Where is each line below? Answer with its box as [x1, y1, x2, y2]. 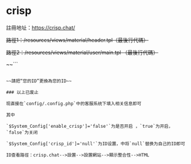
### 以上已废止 [6, 89, 39, 95]
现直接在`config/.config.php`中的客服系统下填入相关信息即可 [6, 100, 142, 106]
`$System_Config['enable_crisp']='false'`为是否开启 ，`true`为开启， [6, 123, 173, 129]
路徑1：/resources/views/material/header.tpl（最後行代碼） [6, 36, 149, 43]
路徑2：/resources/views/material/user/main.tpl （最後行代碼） [6, 48, 159, 56]
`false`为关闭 [6, 130, 38, 135]
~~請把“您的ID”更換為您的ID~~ [6, 78, 72, 84]
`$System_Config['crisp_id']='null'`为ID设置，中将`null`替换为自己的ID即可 [6, 141, 186, 146]
